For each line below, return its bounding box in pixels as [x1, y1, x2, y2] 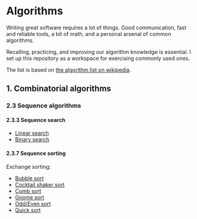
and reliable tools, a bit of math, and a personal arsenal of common [6, 30, 172, 37]
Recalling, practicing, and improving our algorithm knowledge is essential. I [6, 48, 192, 55]
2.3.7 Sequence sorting [6, 150, 66, 157]
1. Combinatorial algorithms [6, 84, 111, 94]
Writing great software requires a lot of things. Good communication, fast [6, 24, 187, 31]
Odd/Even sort [14, 200, 51, 207]
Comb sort [14, 187, 42, 194]
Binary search [14, 136, 50, 143]
